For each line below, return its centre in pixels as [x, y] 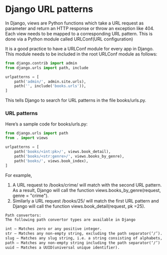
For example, [19, 175]
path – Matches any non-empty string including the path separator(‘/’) [83, 243]
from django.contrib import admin [41, 63]
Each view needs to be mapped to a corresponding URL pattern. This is [79, 33]
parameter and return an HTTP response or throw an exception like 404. [80, 28]
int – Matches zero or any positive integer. [53, 229]
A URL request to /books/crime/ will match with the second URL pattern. [87, 185]
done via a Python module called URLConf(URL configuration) [69, 39]
